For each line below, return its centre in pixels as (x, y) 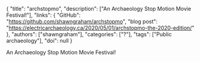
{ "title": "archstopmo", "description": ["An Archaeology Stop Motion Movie (99, 9)
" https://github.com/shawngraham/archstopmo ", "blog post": (82, 21)
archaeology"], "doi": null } (39, 41)
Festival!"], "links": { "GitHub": (44, 15)
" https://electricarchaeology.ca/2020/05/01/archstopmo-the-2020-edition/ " (100, 28)
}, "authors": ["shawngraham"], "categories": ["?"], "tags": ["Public (89, 34)
